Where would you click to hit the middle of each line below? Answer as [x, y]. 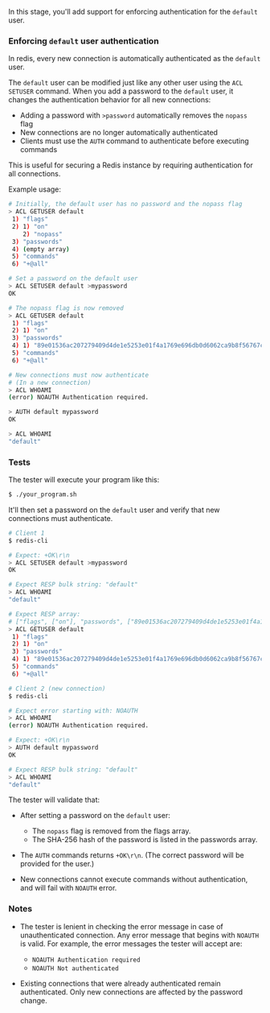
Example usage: [35, 189]
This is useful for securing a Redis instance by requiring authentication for [131, 165]
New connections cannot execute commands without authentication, [134, 879]
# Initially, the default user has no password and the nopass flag [125, 205]
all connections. [35, 174]
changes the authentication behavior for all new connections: [110, 100]
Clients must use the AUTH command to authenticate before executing [134, 141]
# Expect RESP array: [45, 614]
